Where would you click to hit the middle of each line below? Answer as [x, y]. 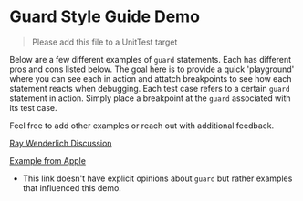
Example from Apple [48, 160]
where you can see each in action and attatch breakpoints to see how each [151, 78]
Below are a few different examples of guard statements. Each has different [151, 59]
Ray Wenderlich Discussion [61, 143]
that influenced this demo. [72, 187]
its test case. [33, 107]
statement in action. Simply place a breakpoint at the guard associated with [150, 98]
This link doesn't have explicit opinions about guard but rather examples [157, 178]
